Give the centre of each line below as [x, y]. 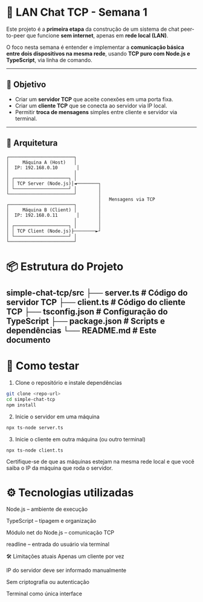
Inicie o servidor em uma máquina [57, 417]
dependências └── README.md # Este [82, 331]
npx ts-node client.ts [35, 450]
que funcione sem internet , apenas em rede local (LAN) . [97, 35]
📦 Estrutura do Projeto [65, 267]
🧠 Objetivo [26, 85]
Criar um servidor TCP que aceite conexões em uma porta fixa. [94, 99]
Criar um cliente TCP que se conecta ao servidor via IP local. [91, 106]
